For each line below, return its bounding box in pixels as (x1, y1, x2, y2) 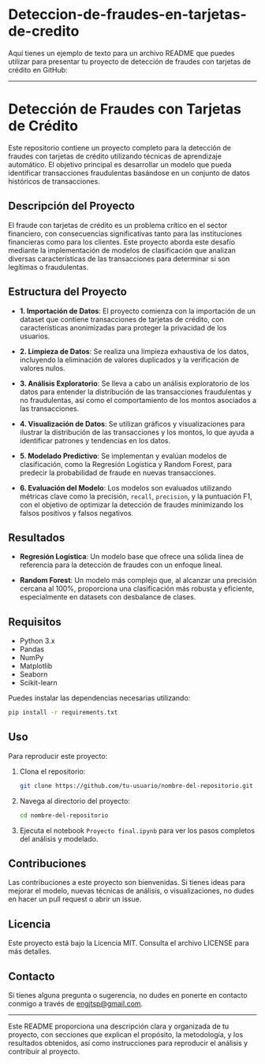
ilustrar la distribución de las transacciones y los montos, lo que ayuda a (19, 427, 255, 437)
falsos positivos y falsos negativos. (19, 508, 134, 517)
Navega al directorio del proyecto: (19, 796, 130, 805)
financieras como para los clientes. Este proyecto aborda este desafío (8, 237, 235, 246)
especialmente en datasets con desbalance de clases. (19, 592, 196, 602)
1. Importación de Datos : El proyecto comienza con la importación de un (19, 306, 256, 315)
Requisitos (8, 615, 62, 629)
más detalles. (8, 946, 52, 956)
